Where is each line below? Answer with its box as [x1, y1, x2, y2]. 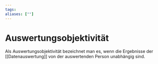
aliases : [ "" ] [5, 12, 34, 16]
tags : [5, 7, 16, 12]
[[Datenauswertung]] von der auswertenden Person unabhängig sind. [5, 54, 145, 60]
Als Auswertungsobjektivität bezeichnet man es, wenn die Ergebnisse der [5, 48, 154, 54]
